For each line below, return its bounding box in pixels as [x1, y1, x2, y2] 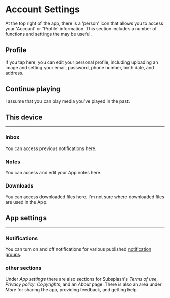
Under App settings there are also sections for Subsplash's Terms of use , [5, 276, 158, 282]
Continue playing [5, 85, 61, 93]
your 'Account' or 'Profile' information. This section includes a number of [5, 25, 157, 31]
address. [5, 70, 24, 76]
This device [5, 113, 43, 121]
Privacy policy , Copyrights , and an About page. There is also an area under [5, 281, 162, 287]
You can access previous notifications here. [5, 145, 97, 152]
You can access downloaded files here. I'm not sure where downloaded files [5, 194, 164, 200]
